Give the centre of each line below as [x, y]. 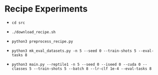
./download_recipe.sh [33, 32]
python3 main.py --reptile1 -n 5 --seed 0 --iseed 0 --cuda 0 [76, 64]
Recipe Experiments [46, 9]
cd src [18, 23]
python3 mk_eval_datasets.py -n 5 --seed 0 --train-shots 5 [74, 51]
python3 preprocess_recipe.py [42, 41]
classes [19, 69]
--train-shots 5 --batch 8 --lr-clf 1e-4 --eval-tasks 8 [92, 69]
